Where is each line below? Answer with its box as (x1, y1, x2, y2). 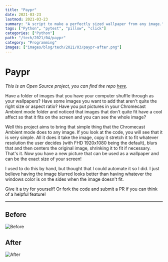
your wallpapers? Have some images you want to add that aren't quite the (5, 98, 157, 104)
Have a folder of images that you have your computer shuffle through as (5, 92, 154, 98)
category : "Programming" (5, 40, 57, 45)
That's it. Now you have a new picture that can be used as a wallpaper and (5, 150, 159, 156)
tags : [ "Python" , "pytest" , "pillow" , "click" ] (5, 26, 106, 31)
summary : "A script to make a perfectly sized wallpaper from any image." (5, 21, 164, 27)
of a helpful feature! (5, 191, 46, 197)
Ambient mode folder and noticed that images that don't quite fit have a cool (5, 108, 162, 114)
